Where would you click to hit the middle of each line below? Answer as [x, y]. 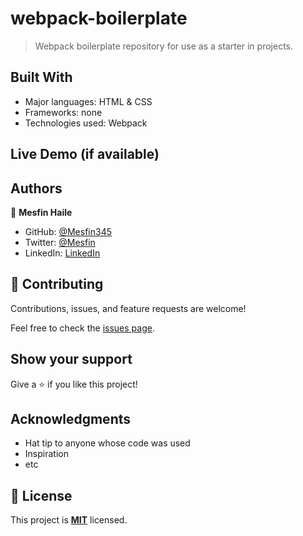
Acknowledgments [71, 418]
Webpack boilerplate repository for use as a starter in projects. [164, 46]
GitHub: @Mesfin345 [68, 231]
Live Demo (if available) [85, 154]
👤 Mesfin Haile [41, 212]
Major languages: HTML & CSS [88, 101]
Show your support [71, 359]
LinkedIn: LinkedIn [62, 253]
